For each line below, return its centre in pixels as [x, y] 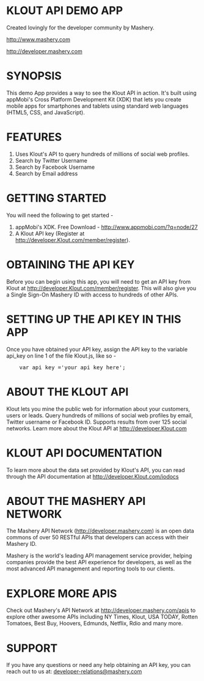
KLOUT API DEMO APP [65, 11]
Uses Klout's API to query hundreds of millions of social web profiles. [102, 154]
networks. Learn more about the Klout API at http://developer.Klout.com [97, 428]
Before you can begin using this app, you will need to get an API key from [99, 281]
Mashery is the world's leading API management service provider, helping [99, 556]
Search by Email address [46, 173]
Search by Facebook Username [55, 167]
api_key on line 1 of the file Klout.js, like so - [61, 356]
